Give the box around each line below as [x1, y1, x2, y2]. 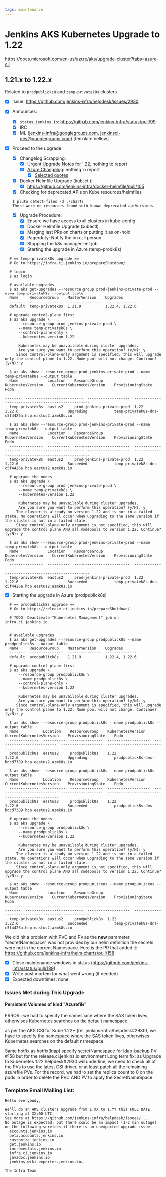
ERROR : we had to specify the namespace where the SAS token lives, [5, 1013, 149, 1018]
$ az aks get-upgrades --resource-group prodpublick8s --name [9, 637, 141, 642]
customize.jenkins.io [9, 1138, 55, 1143]
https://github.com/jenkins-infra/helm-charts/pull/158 [5, 950, 115, 956]
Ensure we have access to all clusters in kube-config [27, 218, 136, 224]
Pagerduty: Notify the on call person [27, 235, 102, 241]
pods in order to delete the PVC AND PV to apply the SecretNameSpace [5, 1074, 153, 1080]
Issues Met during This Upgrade [5, 989, 84, 996]
